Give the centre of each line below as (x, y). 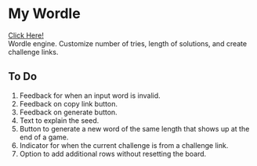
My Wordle (44, 14)
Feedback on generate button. (68, 112)
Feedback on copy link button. (68, 103)
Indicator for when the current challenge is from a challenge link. (124, 145)
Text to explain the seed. (59, 120)
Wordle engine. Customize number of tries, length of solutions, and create (128, 43)
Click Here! (26, 35)
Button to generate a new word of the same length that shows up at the (134, 128)
